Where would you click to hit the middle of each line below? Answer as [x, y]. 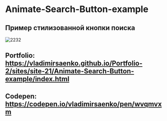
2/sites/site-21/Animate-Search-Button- [70, 71]
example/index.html [37, 79]
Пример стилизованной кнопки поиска [70, 28]
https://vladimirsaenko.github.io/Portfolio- [74, 64]
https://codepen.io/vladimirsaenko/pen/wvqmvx [83, 104]
